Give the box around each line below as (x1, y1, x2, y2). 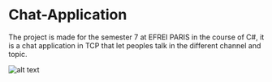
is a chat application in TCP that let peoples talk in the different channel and (8, 40, 261, 50)
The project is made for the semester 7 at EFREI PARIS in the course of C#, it (8, 32, 265, 42)
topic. (8, 49, 28, 59)
